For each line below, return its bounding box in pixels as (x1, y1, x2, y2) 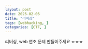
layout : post (5, 7, 31, 12)
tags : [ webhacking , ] (5, 20, 49, 25)
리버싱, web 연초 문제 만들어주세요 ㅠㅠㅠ (5, 39, 83, 45)
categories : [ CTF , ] (5, 25, 47, 30)
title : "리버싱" (5, 16, 35, 21)
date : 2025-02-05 (5, 12, 40, 16)
